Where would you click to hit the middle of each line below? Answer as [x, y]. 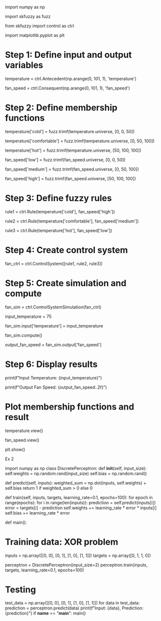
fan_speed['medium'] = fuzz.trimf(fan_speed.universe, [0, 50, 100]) [72, 169]
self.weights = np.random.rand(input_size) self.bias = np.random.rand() [76, 473]
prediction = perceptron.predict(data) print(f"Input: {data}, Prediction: [74, 608]
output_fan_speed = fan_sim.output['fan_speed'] [53, 345]
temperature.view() [24, 431]
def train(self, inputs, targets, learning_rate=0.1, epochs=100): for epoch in [79, 497]
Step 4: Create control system [66, 250]
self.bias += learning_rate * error [37, 513]
